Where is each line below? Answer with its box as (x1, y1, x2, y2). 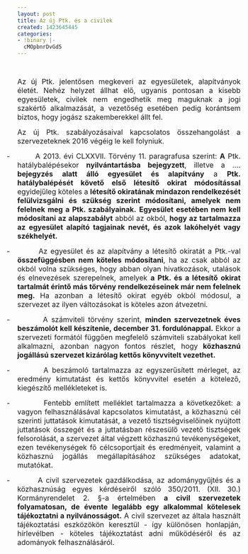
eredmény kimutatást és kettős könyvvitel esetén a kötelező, (17, 374, 241, 384)
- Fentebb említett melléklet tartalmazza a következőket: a (6, 398, 241, 408)
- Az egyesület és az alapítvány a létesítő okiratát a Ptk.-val (6, 246, 242, 256)
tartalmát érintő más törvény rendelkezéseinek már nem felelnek (17, 282, 241, 291)
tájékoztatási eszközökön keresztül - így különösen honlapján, (17, 520, 241, 529)
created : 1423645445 (17, 23, 79, 31)
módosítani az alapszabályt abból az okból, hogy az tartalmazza (17, 214, 242, 223)
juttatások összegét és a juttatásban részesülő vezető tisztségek (17, 425, 241, 434)
